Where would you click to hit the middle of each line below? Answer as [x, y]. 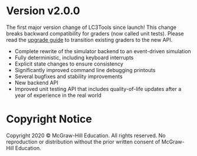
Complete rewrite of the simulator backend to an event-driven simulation [103, 51]
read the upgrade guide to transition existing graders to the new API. [89, 40]
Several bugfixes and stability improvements [68, 76]
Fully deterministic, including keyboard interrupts [74, 57]
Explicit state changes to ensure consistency [69, 64]
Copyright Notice [49, 119]
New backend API [36, 82]
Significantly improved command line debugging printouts [85, 70]
